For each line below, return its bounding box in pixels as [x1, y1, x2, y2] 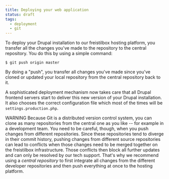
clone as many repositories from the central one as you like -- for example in [5, 120, 164, 126]
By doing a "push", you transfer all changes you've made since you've [5, 69, 151, 75]
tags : [5, 17, 17, 22]
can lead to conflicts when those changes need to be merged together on [5, 141, 158, 148]
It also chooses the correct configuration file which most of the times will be [5, 100, 163, 106]
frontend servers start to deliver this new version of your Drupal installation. [5, 95, 162, 101]
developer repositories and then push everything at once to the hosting [5, 163, 153, 169]
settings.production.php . [5, 105, 59, 111]
